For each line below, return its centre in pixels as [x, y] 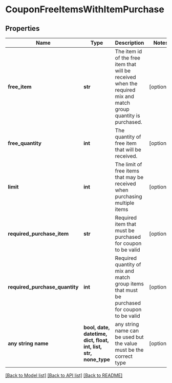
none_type [97, 359]
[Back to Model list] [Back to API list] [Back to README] [64, 375]
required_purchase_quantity [43, 287]
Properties [23, 28]
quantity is [127, 116]
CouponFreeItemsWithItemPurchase [85, 9]
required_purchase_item [38, 234]
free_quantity [25, 143]
